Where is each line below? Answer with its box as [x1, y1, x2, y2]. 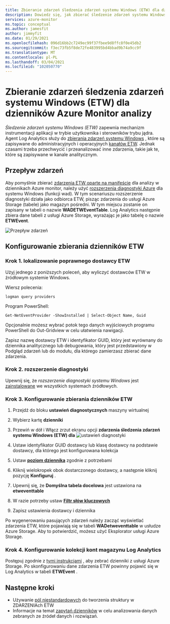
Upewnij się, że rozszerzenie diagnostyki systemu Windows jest [5, 377, 139, 383]
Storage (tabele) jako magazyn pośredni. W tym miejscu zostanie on [5, 201, 148, 207]
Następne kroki [5, 583, 55, 592]
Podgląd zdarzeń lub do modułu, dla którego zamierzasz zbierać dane [5, 348, 152, 354]
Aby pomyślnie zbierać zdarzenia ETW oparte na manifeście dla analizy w [5, 180, 159, 186]
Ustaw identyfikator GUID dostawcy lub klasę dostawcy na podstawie [12, 442, 158, 448]
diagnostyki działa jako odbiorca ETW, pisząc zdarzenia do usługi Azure [5, 196, 155, 202]
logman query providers [5, 294, 56, 299]
